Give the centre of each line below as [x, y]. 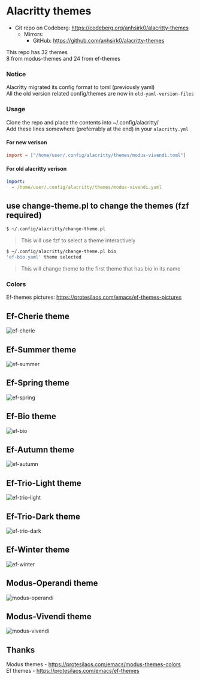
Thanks [21, 650]
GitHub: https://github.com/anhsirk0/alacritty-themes [99, 40]
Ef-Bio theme [31, 416]
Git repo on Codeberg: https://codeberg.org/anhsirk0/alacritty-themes [101, 28]
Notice [16, 74]
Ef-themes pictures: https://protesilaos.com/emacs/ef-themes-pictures [94, 297]
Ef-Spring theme [38, 383]
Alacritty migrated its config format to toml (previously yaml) [81, 87]
